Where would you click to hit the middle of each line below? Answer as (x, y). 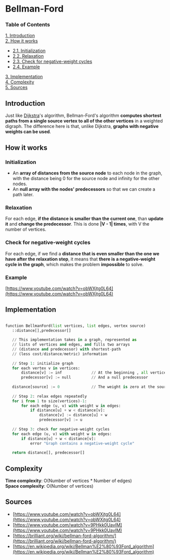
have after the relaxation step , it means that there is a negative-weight (80, 259)
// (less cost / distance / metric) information (60, 354)
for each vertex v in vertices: (46, 368)
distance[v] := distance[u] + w (73, 415)
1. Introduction (20, 35)
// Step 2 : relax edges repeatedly (49, 396)
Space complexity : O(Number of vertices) (49, 486)
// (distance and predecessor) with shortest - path (67, 350)
